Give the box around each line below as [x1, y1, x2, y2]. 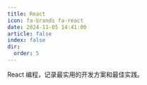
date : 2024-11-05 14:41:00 [7, 23, 87, 30]
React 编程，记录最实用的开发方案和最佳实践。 [7, 70, 143, 79]
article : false [7, 30, 52, 38]
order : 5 [13, 50, 40, 57]
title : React [7, 10, 46, 18]
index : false [7, 37, 46, 44]
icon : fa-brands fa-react [7, 17, 83, 24]
